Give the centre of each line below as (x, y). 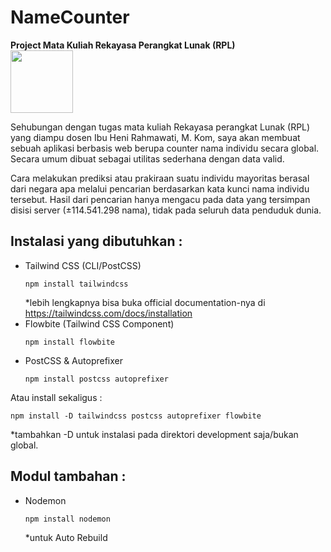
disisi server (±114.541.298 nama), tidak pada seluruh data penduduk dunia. (166, 210)
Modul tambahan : (68, 476)
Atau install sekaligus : (56, 397)
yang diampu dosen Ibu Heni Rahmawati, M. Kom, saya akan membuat (155, 137)
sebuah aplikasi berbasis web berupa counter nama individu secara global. (165, 148)
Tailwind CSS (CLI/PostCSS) (83, 265)
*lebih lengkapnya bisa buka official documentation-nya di (145, 302)
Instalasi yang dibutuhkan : (96, 241)
